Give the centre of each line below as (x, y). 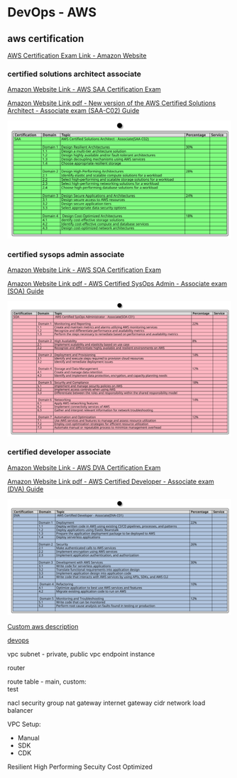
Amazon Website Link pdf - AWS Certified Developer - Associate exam (111, 481)
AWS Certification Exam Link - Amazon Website (77, 55)
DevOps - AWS (52, 12)
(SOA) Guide (26, 291)
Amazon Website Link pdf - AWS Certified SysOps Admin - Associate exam (117, 283)
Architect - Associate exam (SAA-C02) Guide (73, 111)
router (16, 667)
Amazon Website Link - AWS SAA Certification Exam (84, 89)
